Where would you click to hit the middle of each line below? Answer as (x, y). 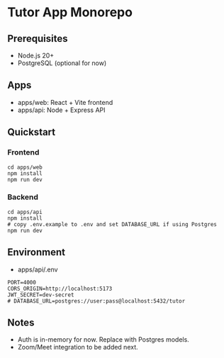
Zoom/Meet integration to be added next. (78, 347)
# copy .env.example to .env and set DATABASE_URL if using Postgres (112, 224)
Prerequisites (38, 39)
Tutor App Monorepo (70, 12)
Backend (23, 197)
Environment (37, 252)
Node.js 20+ (36, 55)
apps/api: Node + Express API (61, 110)
